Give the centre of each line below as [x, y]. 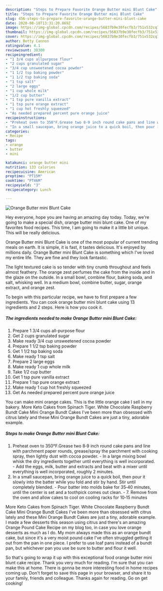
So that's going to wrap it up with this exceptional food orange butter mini [79, 557]
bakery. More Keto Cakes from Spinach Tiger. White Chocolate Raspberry [79, 407]
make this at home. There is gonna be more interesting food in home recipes [81, 568]
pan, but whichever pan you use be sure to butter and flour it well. [71, 548]
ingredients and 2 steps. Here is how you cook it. [54, 307]
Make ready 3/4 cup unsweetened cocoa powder [62, 341]
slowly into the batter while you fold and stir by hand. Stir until [74, 482]
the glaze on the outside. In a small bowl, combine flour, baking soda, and [79, 277]
